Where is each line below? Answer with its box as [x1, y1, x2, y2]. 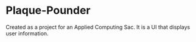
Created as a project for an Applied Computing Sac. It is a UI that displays [5, 23, 191, 31]
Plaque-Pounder [5, 4, 91, 17]
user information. [5, 29, 49, 37]
